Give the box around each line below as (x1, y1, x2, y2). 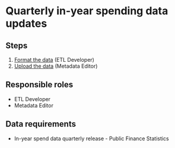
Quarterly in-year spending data (5, 4, 168, 18)
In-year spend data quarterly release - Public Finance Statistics (14, 135, 170, 142)
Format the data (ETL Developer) (14, 56, 94, 63)
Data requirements (5, 119, 77, 129)
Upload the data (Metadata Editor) (14, 62, 98, 70)
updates (5, 17, 47, 30)
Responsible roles (5, 80, 74, 90)
